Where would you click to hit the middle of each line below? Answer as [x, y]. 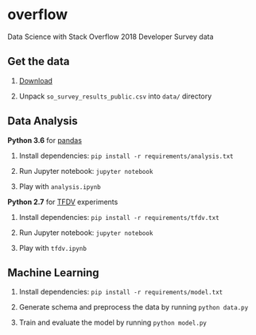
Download [36, 80]
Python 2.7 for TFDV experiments [63, 202]
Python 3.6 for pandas [45, 140]
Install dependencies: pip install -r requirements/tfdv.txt [119, 217]
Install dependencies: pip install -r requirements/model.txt [121, 292]
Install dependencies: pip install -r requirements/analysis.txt [126, 156]
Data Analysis [43, 121]
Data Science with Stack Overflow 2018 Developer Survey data [111, 37]
